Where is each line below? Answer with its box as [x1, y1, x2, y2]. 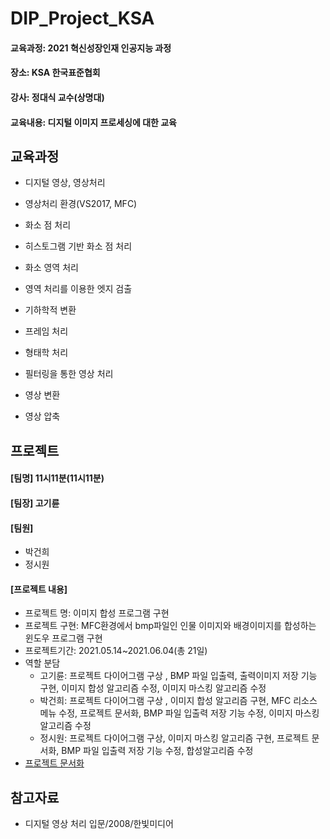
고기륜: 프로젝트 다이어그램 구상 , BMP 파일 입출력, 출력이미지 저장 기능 [39, 670, 318, 682]
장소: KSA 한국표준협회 [10, 67, 101, 79]
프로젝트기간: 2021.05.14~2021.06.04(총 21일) [24, 645, 208, 657]
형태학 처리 [24, 347, 69, 359]
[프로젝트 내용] [10, 583, 68, 595]
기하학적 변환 [24, 304, 77, 316]
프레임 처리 [24, 325, 69, 337]
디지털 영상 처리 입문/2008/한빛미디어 [24, 818, 174, 830]
